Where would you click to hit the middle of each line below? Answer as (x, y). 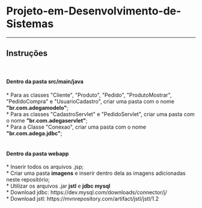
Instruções (27, 53)
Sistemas (30, 24)
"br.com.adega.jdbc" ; (34, 133)
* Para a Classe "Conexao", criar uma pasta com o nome (76, 127)
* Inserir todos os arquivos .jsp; (45, 167)
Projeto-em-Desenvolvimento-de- (94, 11)
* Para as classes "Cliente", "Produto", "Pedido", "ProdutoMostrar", (89, 95)
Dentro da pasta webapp (38, 153)
